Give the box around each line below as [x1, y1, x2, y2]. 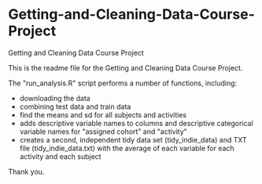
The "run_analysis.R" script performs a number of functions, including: [8, 78, 238, 88]
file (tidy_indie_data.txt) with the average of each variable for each [19, 143, 234, 153]
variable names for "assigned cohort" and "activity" [19, 127, 187, 136]
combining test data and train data [19, 102, 131, 111]
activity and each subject [19, 151, 101, 161]
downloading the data [19, 93, 90, 103]
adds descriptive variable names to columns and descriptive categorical [19, 118, 253, 128]
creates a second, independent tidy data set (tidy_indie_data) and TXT [19, 135, 247, 144]
